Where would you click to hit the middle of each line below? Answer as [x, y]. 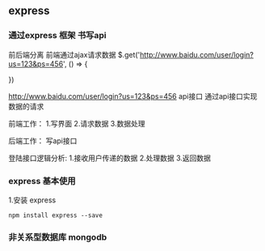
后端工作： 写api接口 [43, 140]
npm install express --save [56, 215]
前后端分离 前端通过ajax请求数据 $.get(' [74, 54]
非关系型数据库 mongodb [58, 237]
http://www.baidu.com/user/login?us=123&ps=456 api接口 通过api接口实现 [133, 96]
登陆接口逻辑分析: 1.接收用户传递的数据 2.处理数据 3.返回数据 [110, 158]
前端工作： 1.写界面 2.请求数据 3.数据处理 [77, 123]
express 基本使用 [42, 181]
